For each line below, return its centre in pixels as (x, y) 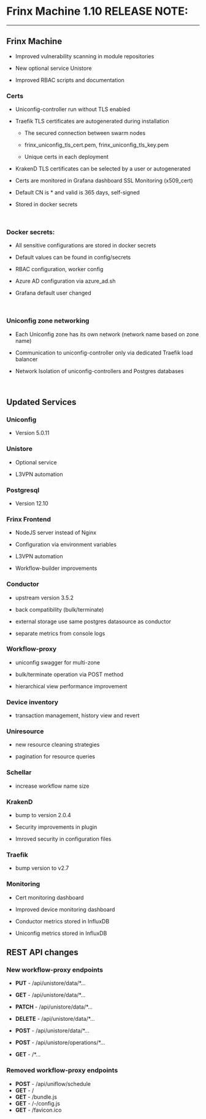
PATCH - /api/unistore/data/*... (54, 1007)
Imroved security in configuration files (63, 839)
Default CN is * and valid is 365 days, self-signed (77, 193)
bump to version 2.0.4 (43, 815)
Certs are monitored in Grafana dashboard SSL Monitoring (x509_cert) (104, 181)
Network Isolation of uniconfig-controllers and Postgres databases (99, 371)
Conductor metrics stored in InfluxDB (62, 921)
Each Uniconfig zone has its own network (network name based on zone (107, 334)
